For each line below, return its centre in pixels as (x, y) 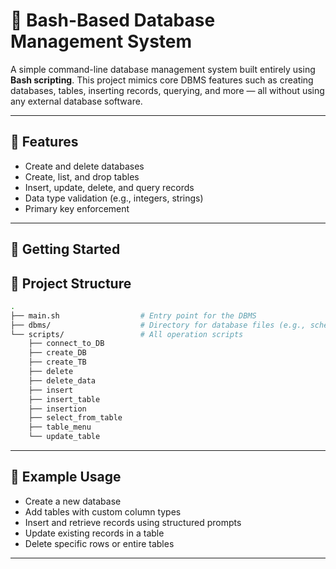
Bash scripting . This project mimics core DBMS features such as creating (162, 80)
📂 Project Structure (71, 283)
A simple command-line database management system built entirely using (163, 69)
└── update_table (64, 437)
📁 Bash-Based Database (113, 20)
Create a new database (73, 501)
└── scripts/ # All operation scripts (127, 334)
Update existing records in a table (94, 533)
